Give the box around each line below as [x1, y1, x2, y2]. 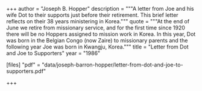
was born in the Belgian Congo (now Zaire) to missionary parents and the [6, 37, 188, 44]
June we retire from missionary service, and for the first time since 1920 [6, 24, 186, 31]
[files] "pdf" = [6, 61, 41, 68]
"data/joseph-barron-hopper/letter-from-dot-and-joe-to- [42, 61, 183, 68]
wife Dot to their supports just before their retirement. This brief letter [6, 11, 179, 19]
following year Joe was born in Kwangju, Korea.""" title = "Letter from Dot [6, 43, 189, 50]
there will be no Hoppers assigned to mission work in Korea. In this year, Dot [6, 31, 196, 38]
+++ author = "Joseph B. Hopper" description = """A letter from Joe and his [6, 5, 194, 12]
